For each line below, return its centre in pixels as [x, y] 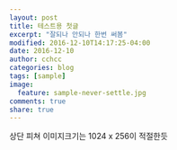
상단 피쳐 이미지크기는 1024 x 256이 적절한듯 [88, 137]
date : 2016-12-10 [42, 51]
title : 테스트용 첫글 [44, 26]
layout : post [34, 18]
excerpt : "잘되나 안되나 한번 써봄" [68, 34]
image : [22, 84]
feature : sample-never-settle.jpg [82, 93]
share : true [31, 110]
